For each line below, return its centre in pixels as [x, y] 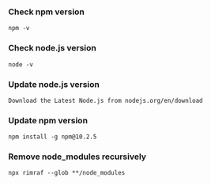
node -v [21, 64]
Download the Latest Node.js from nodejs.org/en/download [105, 100]
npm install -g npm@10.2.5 [53, 137]
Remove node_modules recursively [77, 157]
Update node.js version [54, 84]
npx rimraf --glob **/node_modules [67, 173]
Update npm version [48, 120]
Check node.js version [52, 48]
